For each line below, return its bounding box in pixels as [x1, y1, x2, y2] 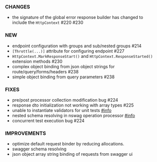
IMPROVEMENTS [5, 130, 46, 137]
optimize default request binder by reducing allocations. [12, 141, 124, 147]
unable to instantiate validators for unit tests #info [12, 107, 112, 113]
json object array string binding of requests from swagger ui [12, 151, 133, 157]
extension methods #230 [12, 58, 63, 64]
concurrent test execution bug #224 [12, 118, 85, 124]
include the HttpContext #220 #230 [12, 19, 84, 25]
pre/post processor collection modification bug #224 [12, 97, 118, 103]
